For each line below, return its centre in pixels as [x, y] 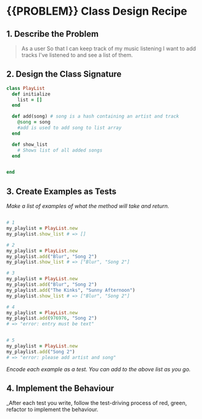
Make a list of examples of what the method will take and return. [88, 206]
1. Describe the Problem [53, 34]
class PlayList [26, 88]
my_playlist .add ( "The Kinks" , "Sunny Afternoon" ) [71, 290]
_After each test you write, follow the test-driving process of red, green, [97, 403]
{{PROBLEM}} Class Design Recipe [97, 11]
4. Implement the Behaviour [60, 389]
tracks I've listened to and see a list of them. [77, 55]
